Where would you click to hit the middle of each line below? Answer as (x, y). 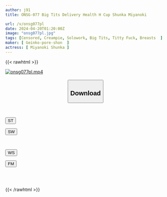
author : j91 (18, 10)
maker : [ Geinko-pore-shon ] (37, 43)
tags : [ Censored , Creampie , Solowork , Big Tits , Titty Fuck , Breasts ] (84, 38)
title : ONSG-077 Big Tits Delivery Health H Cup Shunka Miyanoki (76, 15)
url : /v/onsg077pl (25, 24)
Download (86, 93)
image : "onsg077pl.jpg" (31, 34)
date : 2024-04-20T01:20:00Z (35, 28)
